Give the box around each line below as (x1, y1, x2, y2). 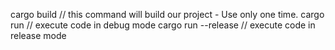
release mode (10, 30, 67, 41)
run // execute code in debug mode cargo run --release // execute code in (10, 19, 316, 31)
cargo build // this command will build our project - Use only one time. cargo (10, 9, 325, 20)
